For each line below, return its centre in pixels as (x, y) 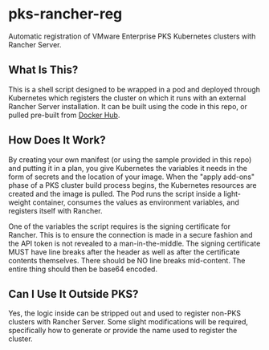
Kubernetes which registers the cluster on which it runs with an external (127, 98)
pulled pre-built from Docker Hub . (64, 115)
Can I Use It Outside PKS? (73, 294)
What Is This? (43, 70)
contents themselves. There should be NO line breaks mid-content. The (127, 260)
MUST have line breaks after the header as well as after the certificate (124, 252)
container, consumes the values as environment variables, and (136, 202)
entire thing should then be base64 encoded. (83, 269)
